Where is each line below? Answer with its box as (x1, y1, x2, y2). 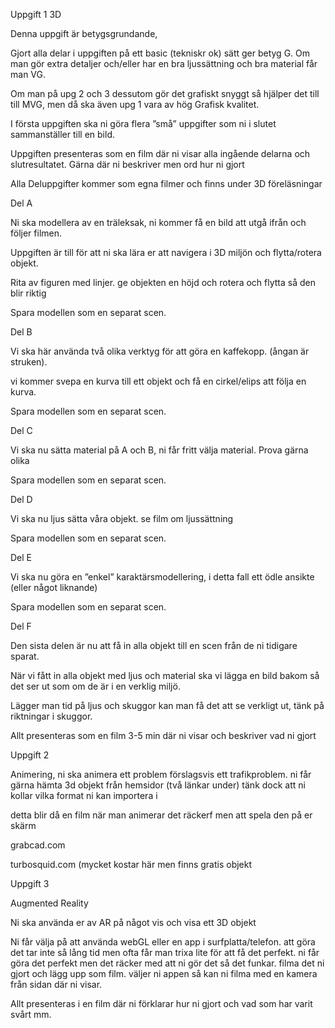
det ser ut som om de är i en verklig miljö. (10, 680, 181, 692)
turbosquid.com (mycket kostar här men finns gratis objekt (10, 859, 253, 870)
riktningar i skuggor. (10, 710, 93, 722)
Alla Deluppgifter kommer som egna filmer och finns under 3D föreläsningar (10, 178, 323, 189)
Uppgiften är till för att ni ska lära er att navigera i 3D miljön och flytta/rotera (10, 247, 322, 258)
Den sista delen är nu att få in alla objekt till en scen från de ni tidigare (10, 640, 298, 651)
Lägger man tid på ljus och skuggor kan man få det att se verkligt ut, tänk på (10, 700, 325, 711)
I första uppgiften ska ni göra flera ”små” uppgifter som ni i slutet (10, 118, 277, 129)
